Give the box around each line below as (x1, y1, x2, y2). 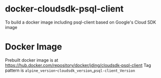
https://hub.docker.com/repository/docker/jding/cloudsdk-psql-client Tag (5, 62, 151, 68)
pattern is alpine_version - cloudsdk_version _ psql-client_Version (5, 67, 135, 73)
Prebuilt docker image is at (5, 57, 59, 63)
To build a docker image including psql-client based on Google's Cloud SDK (5, 19, 156, 25)
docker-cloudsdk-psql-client (5, 3, 124, 14)
